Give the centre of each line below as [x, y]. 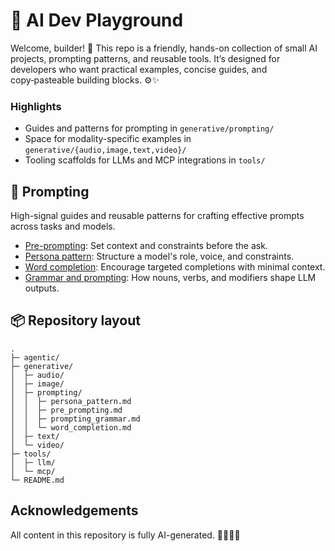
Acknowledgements [74, 510]
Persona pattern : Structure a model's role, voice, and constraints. [159, 256]
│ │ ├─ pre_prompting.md [66, 410]
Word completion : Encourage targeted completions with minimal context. [175, 267]
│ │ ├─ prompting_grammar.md [75, 419]
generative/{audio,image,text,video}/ [105, 150]
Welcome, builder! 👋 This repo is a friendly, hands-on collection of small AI [164, 48]
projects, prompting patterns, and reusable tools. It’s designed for [145, 58]
